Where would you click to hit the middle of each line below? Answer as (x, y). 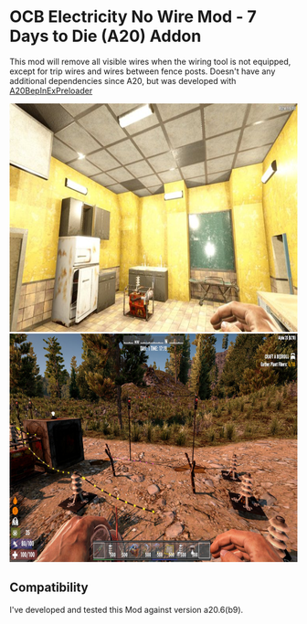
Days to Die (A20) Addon (106, 36)
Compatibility (49, 588)
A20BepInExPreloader (51, 90)
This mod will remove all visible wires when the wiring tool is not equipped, (150, 61)
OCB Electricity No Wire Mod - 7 (133, 17)
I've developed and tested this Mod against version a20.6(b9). (127, 609)
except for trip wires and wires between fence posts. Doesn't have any (143, 71)
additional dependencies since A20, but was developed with (123, 80)
